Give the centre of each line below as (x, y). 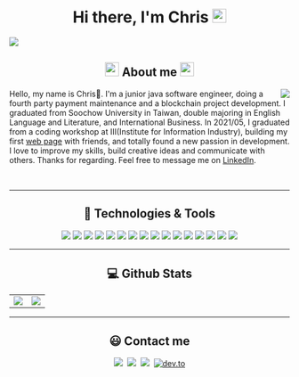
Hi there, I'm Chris (141, 17)
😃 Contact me (149, 341)
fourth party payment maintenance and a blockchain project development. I (148, 103)
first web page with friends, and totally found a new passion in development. (149, 141)
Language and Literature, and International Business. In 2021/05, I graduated (149, 122)
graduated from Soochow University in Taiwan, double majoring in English (145, 112)
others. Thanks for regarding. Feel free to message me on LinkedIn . (133, 160)
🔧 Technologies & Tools (149, 213)
